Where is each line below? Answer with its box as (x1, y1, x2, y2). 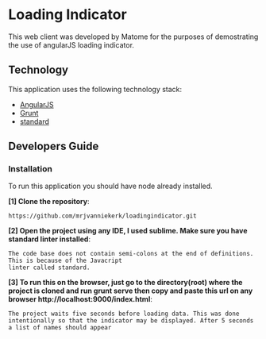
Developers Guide (8, 140, 99, 153)
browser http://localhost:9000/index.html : (8, 295, 152, 304)
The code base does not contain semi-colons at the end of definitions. (8, 250, 254, 258)
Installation (8, 164, 53, 175)
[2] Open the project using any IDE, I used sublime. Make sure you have (8, 226, 248, 236)
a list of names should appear (8, 324, 112, 332)
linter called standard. (8, 264, 91, 272)
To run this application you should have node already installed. (8, 181, 213, 191)
